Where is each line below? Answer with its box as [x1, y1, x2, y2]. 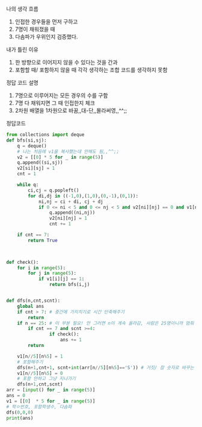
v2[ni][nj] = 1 [49, 216, 87, 222]
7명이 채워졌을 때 [14, 26, 55, 33]
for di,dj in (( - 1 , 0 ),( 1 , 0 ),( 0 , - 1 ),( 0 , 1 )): [28, 193, 139, 199]
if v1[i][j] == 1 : [38, 276, 85, 282]
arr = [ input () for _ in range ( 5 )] [6, 387, 96, 393]
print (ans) [6, 415, 34, 421]
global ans [17, 303, 44, 309]
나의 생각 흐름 [6, 5, 39, 12]
